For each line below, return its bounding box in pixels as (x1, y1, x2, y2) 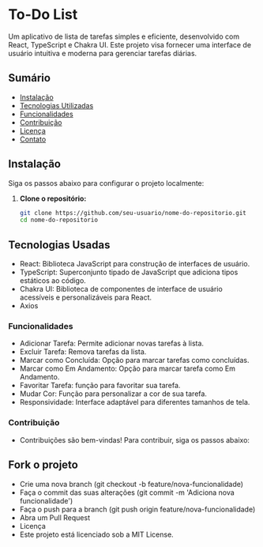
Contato (19, 134, 47, 144)
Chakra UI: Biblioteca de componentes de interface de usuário (19, 285, 223, 294)
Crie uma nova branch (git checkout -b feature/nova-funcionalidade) (19, 479, 243, 489)
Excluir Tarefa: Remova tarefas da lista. (19, 347, 147, 356)
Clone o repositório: (19, 194, 87, 203)
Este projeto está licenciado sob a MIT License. (19, 530, 174, 539)
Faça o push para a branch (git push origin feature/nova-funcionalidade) (19, 504, 256, 514)
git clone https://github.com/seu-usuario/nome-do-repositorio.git (19, 209, 246, 217)
